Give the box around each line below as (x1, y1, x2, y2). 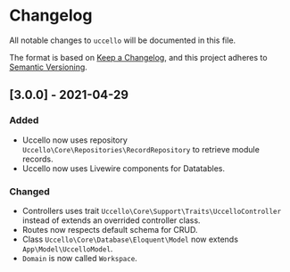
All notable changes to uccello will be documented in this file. (9, 35, 236, 45)
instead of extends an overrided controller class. (21, 215, 201, 226)
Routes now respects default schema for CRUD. (21, 224, 198, 235)
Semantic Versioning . (9, 62, 87, 72)
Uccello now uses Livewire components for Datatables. (21, 162, 226, 174)
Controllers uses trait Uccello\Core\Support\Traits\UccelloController (21, 205, 282, 216)
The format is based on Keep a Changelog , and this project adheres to (9, 52, 268, 62)
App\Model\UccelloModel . (21, 243, 113, 254)
